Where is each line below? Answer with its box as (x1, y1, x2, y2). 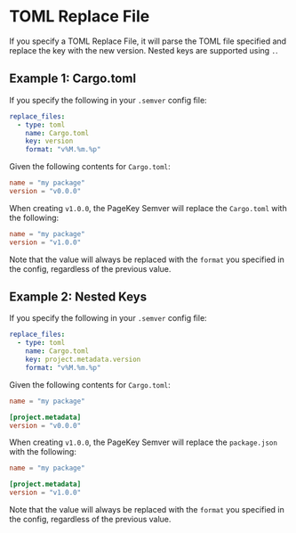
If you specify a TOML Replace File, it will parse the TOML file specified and (9, 36, 287, 46)
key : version (25, 136, 74, 146)
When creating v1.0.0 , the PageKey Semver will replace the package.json (9, 437, 278, 447)
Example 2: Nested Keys (9, 290, 148, 305)
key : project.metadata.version (25, 355, 141, 365)
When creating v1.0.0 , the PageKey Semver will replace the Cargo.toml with (9, 202, 287, 213)
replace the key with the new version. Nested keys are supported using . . (9, 45, 278, 55)
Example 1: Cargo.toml (9, 71, 136, 86)
